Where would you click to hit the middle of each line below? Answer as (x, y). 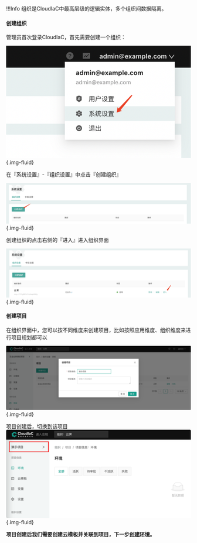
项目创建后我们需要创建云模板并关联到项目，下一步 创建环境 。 (81, 534)
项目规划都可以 (29, 337)
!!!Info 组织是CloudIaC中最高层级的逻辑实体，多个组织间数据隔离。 (86, 8)
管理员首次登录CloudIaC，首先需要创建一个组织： (66, 37)
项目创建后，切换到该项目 (37, 426)
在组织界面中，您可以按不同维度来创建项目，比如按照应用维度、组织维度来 (96, 330)
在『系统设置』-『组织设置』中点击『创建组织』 (64, 174)
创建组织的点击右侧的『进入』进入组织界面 (57, 240)
